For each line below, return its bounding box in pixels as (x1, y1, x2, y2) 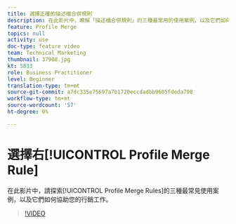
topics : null (7, 29, 46, 37)
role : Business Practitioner (7, 69, 93, 76)
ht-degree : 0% (7, 108, 49, 115)
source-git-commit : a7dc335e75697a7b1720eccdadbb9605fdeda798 (7, 88, 193, 95)
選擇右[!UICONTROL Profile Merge (7, 147, 210, 162)
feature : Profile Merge (7, 23, 77, 30)
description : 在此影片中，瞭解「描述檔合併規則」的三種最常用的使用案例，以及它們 (7, 17, 221, 24)
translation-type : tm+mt (7, 82, 80, 89)
